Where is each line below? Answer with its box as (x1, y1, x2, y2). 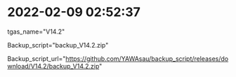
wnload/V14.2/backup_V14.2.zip (7, 62, 100, 70)
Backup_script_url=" (7, 54, 66, 63)
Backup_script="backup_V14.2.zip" (7, 41, 109, 49)
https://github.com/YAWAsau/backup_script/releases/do (65, 54, 229, 63)
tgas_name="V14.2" (7, 27, 65, 36)
